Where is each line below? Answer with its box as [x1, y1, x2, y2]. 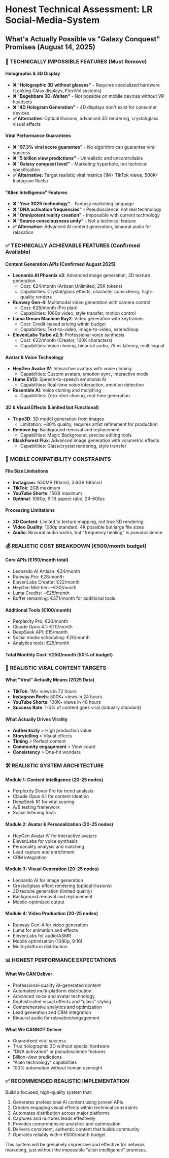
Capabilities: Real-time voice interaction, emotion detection [20, 382, 144, 388]
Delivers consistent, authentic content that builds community [12, 1126, 140, 1132]
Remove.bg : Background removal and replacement [12, 426, 120, 432]
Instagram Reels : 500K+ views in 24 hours [12, 694, 103, 700]
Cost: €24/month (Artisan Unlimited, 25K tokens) [20, 283, 123, 289]
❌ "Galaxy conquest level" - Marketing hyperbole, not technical [12, 160, 148, 167]
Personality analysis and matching [12, 843, 85, 849]
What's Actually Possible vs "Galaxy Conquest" [5, 35, 160, 43]
